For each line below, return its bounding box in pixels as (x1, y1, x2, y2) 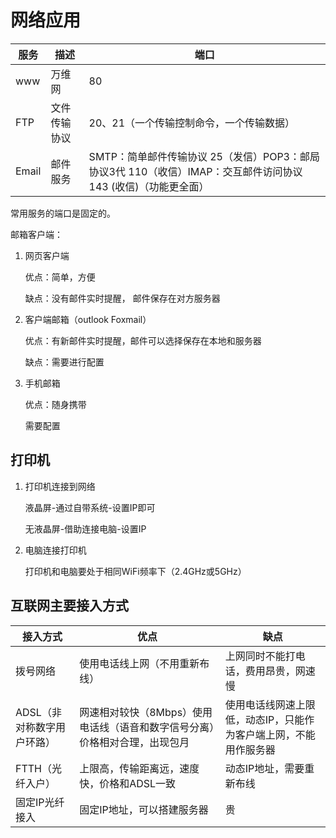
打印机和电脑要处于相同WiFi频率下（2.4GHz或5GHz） (24, 565, 247, 577)
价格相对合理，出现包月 (79, 735, 190, 749)
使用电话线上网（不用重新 (79, 656, 200, 670)
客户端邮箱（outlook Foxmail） (24, 313, 152, 325)
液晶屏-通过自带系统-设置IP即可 (24, 501, 156, 513)
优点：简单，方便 (24, 271, 96, 283)
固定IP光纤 (15, 795, 65, 809)
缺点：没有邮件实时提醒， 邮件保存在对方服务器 (24, 292, 221, 304)
